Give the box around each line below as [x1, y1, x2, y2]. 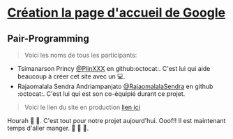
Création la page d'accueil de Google [7, 5, 225, 21]
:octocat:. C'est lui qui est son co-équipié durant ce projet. [17, 90, 186, 98]
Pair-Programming [7, 33, 89, 44]
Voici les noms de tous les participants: [24, 51, 137, 59]
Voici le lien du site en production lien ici [24, 103, 141, 111]
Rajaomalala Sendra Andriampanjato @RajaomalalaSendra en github [17, 82, 213, 90]
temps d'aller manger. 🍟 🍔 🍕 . [7, 124, 89, 132]
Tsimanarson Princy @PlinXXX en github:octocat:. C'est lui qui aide [17, 65, 211, 72]
